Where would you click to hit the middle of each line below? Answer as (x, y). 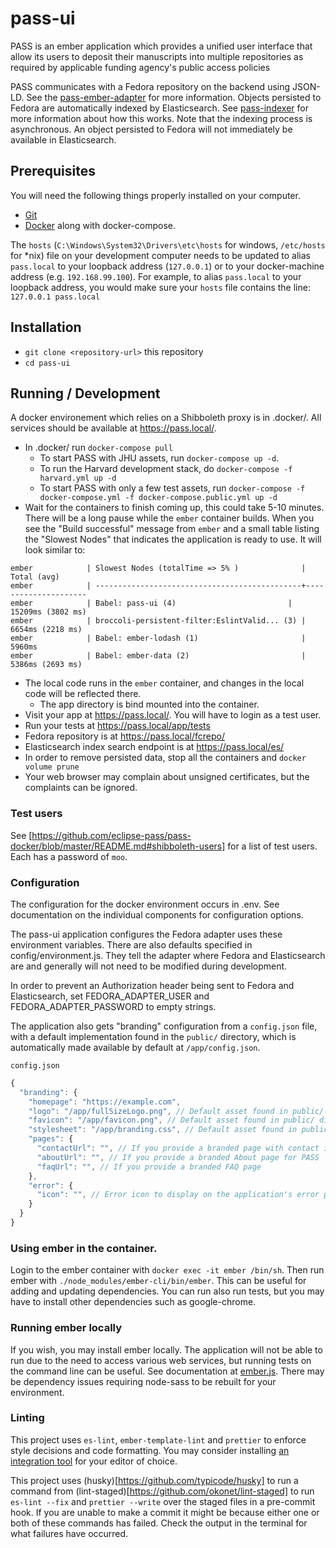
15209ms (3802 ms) (48, 612)
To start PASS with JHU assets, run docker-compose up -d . (159, 458)
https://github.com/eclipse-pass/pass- (111, 835)
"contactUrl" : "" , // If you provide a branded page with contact (178, 1148)
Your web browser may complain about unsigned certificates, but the (167, 777)
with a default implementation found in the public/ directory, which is (153, 1036)
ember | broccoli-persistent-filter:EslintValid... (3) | (158, 621)
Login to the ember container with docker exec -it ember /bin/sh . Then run (167, 1270)
